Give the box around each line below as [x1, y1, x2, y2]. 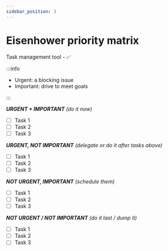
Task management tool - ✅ [6, 53, 71, 60]
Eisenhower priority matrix [6, 33, 139, 47]
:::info [6, 65, 20, 72]
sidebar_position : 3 [6, 8, 57, 15]
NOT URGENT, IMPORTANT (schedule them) [6, 178, 115, 185]
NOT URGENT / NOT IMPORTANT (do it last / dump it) [6, 215, 137, 222]
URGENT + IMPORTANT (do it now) [6, 105, 93, 112]
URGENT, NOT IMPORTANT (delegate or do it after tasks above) [6, 141, 163, 148]
